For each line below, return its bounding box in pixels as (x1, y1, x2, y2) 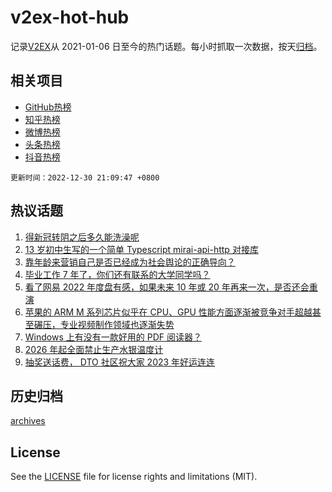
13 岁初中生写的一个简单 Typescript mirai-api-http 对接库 (24, 243, 259, 255)
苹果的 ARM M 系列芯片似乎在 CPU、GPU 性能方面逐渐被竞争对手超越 (24, 306, 313, 318)
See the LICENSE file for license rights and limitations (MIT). (10, 471, 258, 483)
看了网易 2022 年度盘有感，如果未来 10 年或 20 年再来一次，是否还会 (24, 281, 310, 293)
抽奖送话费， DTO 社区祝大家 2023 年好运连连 (24, 356, 216, 368)
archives (10, 415, 46, 427)
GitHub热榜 (24, 101, 72, 113)
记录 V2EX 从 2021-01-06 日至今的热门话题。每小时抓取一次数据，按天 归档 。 (10, 40, 323, 52)
